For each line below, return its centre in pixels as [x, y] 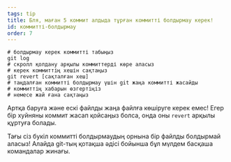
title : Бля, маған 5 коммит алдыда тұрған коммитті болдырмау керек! [111, 20]
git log [18, 59]
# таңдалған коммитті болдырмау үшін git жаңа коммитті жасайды [103, 83]
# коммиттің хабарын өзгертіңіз [54, 89]
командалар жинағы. [39, 152]
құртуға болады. [32, 123]
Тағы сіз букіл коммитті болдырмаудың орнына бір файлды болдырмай [114, 136]
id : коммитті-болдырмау [42, 27]
